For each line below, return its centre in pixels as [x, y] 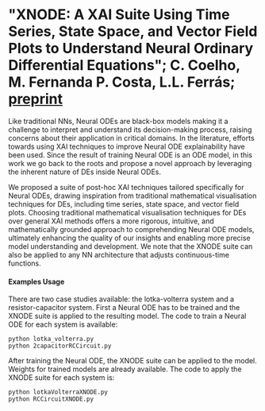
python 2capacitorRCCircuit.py [60, 346]
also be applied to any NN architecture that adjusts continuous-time [119, 254]
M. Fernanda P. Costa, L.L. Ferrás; [122, 82]
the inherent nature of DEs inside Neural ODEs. [84, 172]
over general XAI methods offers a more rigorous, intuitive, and [111, 221]
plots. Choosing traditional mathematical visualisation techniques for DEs [127, 212]
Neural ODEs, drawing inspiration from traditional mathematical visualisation [132, 196]
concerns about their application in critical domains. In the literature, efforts [132, 138]
